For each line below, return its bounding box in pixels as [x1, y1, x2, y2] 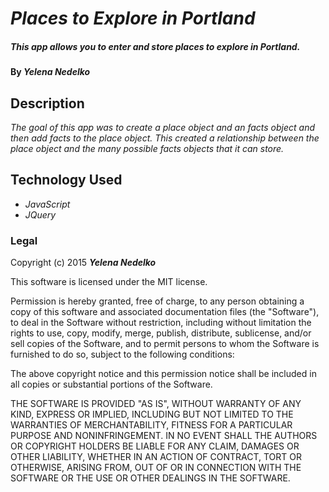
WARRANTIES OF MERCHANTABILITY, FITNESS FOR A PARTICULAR [10, 419, 293, 431]
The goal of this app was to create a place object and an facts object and [10, 121, 316, 133]
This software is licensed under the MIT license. [10, 276, 208, 288]
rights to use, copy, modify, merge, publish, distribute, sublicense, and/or [10, 327, 312, 339]
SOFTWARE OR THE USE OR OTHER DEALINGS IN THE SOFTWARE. [10, 472, 291, 484]
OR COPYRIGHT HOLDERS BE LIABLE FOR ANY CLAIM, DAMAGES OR [10, 440, 300, 452]
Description [10, 95, 85, 112]
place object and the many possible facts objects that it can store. [10, 142, 285, 154]
